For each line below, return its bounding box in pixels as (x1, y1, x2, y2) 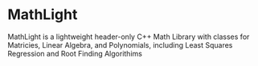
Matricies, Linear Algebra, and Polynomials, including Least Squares (7, 40, 233, 49)
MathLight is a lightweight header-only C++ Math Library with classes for (7, 32, 250, 41)
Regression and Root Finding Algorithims (7, 49, 142, 58)
